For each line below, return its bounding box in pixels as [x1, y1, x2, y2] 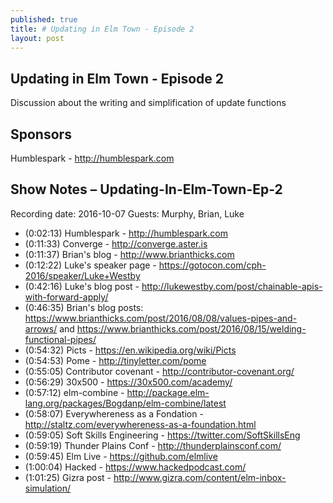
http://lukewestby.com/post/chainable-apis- [141, 280, 323, 292]
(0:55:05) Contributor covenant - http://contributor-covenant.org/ [24, 365, 295, 377]
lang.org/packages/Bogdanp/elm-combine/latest [24, 397, 227, 409]
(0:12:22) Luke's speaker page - [24, 259, 157, 271]
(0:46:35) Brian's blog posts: [24, 301, 144, 313]
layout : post [10, 33, 65, 43]
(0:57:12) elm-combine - [24, 386, 125, 398]
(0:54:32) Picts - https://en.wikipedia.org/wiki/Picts [24, 344, 237, 356]
